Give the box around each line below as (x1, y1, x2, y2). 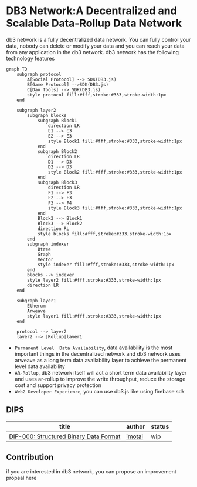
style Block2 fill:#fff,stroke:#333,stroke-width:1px (47, 169, 182, 175)
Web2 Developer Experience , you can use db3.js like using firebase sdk (14, 388, 185, 395)
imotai (125, 432, 144, 441)
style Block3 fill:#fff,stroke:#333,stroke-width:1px (47, 205, 182, 211)
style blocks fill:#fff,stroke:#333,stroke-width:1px (37, 231, 172, 236)
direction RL (37, 225, 69, 232)
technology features (6, 55, 55, 62)
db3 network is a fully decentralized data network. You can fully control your (6, 36, 191, 43)
